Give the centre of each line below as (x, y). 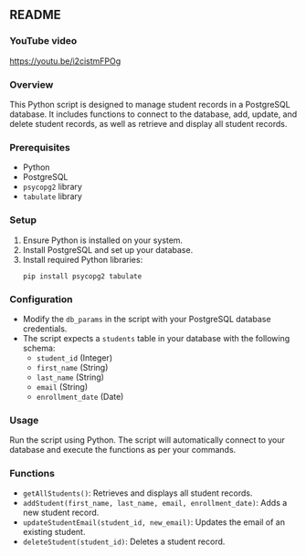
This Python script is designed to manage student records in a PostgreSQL (150, 104)
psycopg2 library (52, 187)
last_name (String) (70, 377)
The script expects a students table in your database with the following (156, 338)
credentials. (45, 329)
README (35, 15)
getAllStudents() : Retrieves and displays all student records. (137, 493)
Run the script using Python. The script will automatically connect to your (148, 440)
